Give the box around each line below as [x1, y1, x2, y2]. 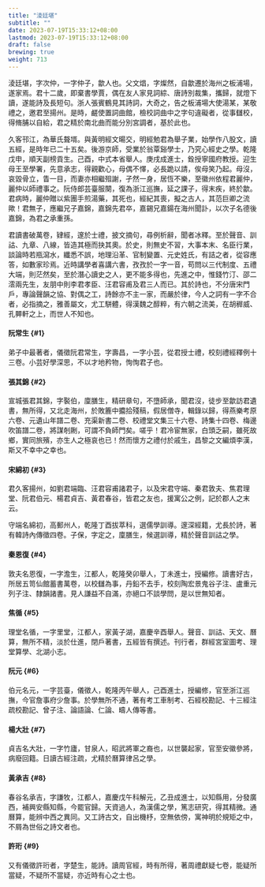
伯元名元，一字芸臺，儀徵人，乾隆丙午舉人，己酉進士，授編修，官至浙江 [8, 686, 243, 695]
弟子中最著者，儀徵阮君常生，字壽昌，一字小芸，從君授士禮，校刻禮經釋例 [8, 348, 250, 357]
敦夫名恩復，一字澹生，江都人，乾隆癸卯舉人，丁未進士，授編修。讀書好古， [8, 569, 257, 578]
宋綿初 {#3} [8, 465, 47, 474]
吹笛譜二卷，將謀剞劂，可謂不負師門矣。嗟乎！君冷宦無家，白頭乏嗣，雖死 [8, 425, 250, 435]
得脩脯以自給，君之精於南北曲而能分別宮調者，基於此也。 [8, 118, 195, 127]
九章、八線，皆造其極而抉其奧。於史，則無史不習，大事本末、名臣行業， [21, 240, 257, 249]
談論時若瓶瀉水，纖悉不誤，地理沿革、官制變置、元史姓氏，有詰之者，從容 [8, 249, 250, 259]
